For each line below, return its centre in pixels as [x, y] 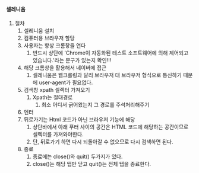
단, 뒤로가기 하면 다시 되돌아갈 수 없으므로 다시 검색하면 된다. [103, 142]
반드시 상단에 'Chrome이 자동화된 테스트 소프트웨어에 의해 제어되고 [110, 53]
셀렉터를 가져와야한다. [58, 134]
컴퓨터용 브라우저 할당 [49, 38]
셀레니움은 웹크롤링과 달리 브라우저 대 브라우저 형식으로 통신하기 [107, 75]
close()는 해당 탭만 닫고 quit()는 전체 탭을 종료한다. [92, 164]
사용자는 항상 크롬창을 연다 [55, 46]
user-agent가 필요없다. [66, 82]
